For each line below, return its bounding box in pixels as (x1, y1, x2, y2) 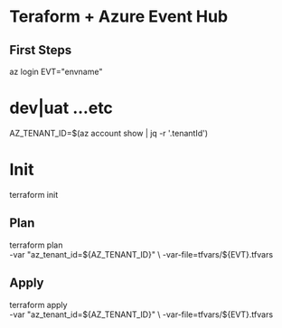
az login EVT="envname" (9, 66, 103, 77)
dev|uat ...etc (9, 98, 113, 118)
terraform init (9, 189, 59, 200)
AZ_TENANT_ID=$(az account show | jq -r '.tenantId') (9, 127, 209, 138)
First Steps (9, 42, 72, 58)
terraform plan (9, 239, 63, 250)
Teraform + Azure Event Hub (9, 6, 229, 27)
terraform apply (9, 299, 68, 310)
